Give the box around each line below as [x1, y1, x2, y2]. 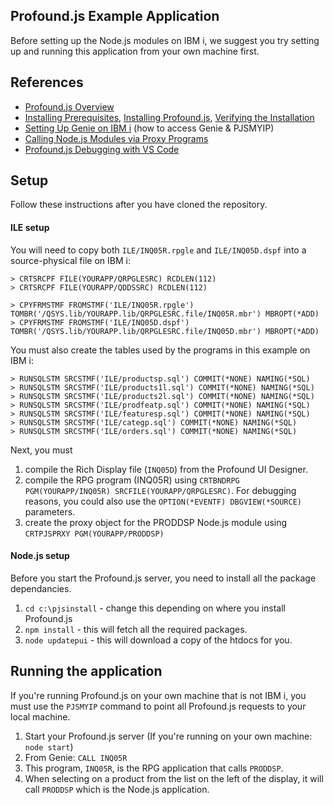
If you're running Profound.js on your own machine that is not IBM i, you [10, 689, 307, 701]
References [10, 74, 84, 91]
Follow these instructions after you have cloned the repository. [10, 199, 268, 211]
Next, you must [10, 444, 73, 456]
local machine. [10, 710, 71, 723]
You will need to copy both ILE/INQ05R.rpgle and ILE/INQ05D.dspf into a [10, 244, 307, 256]
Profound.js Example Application [10, 8, 220, 25]
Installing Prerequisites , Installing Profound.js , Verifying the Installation [24, 111, 315, 123]
